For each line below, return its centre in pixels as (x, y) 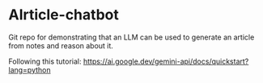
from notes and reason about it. (61, 45)
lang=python (30, 69)
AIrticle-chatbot (64, 15)
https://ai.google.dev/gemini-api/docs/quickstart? (166, 61)
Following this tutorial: (45, 61)
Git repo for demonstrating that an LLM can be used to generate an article (131, 37)
